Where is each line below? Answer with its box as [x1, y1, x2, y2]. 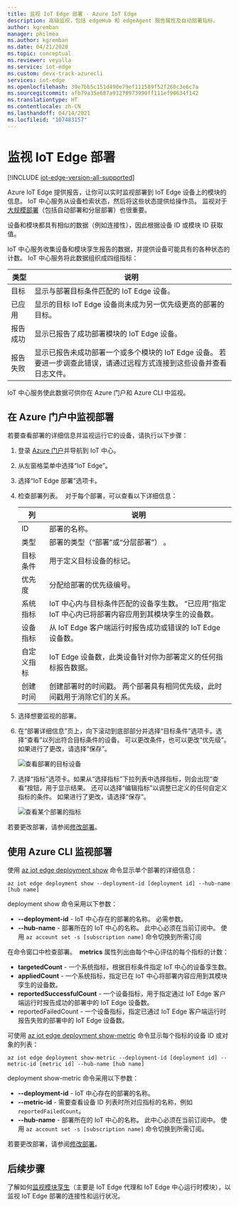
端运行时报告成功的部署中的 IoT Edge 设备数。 [17, 999, 154, 1007]
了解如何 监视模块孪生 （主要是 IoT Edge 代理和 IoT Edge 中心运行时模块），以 [7, 1183, 231, 1191]
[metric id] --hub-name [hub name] [38, 1060, 144, 1068]
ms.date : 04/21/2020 [7, 43, 69, 50]
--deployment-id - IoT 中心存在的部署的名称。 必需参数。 [17, 915, 187, 923]
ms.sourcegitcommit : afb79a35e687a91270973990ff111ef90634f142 [7, 90, 199, 97]
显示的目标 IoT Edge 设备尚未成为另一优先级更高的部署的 [34, 299, 225, 309]
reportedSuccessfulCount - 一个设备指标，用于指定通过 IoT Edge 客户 [17, 989, 226, 998]
